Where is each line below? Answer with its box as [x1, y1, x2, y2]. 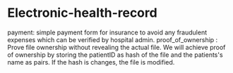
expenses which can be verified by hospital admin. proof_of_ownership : [7, 35, 218, 44]
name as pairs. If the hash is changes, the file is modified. [7, 58, 175, 66]
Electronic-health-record [7, 5, 157, 21]
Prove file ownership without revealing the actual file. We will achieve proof [7, 43, 226, 51]
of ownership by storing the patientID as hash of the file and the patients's [7, 51, 224, 59]
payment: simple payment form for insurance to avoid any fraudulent [7, 28, 207, 36]
